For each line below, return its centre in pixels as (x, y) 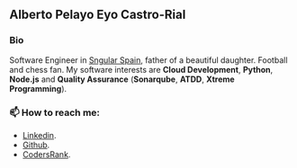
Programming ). (38, 88)
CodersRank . (46, 154)
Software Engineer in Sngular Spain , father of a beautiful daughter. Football (148, 60)
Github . (36, 145)
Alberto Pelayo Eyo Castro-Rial (98, 15)
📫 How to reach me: (55, 112)
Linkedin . (39, 135)
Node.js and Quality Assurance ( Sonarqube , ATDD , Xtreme (122, 79)
